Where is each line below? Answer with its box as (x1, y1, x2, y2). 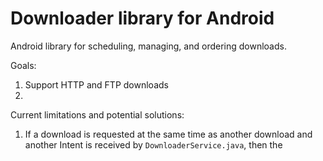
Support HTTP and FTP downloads (24, 78, 169, 91)
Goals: (10, 59, 37, 71)
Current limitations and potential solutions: (10, 108, 185, 121)
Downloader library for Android (10, 7, 275, 30)
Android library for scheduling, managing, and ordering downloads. (10, 40, 287, 52)
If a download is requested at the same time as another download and (24, 128, 313, 140)
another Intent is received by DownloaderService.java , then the (24, 138, 283, 151)
